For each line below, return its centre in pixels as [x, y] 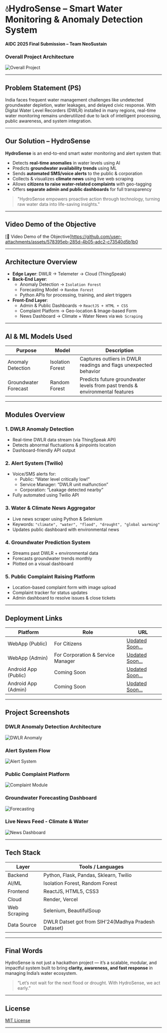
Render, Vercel [61, 899]
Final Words [24, 951]
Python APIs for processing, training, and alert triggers [76, 295]
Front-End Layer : [30, 300]
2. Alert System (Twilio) [34, 463]
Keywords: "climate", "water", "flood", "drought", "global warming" [86, 524]
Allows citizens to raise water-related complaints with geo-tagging [82, 184]
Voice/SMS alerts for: [34, 474]
